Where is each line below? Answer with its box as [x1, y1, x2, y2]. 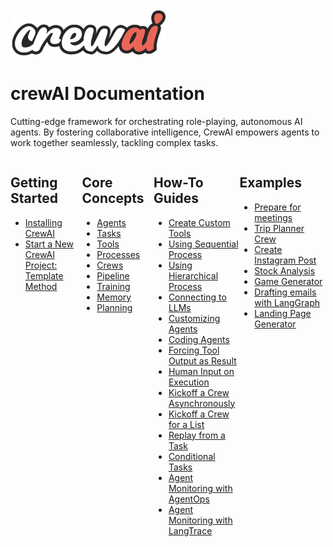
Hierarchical [168, 269, 219, 282]
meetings [254, 211, 293, 223]
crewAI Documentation [10, 83, 205, 105]
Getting [10, 174, 58, 192]
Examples [239, 174, 302, 192]
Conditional [168, 450, 216, 462]
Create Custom [168, 216, 231, 228]
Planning [96, 301, 133, 313]
